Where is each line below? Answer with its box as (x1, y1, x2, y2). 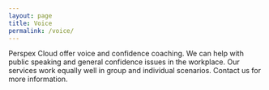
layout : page (8, 11, 53, 20)
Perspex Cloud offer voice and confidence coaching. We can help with (8, 49, 245, 59)
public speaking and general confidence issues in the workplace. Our (8, 57, 241, 67)
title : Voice (8, 19, 53, 27)
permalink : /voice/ (8, 27, 75, 35)
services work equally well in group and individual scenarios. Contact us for (8, 66, 262, 76)
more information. (8, 74, 68, 84)
